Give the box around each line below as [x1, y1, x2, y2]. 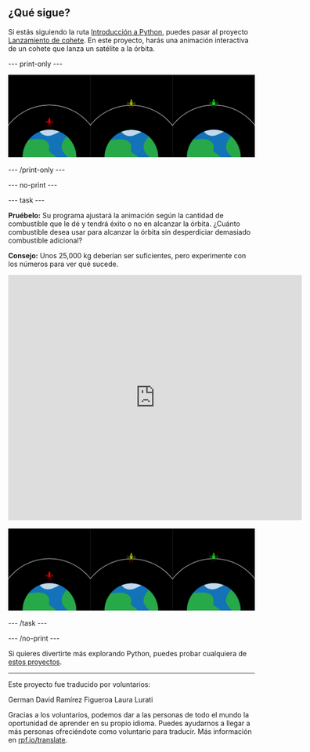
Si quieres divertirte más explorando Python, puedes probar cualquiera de [8, 649, 247, 659]
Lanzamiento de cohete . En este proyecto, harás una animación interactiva [8, 35, 249, 45]
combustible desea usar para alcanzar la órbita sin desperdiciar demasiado [8, 227, 251, 236]
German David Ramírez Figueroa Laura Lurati [8, 695, 153, 705]
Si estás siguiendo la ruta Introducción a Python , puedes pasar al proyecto [8, 27, 249, 36]
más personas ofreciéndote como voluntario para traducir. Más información [8, 727, 252, 736]
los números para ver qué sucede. [8, 259, 119, 268]
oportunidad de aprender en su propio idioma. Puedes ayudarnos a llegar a [8, 718, 251, 728]
